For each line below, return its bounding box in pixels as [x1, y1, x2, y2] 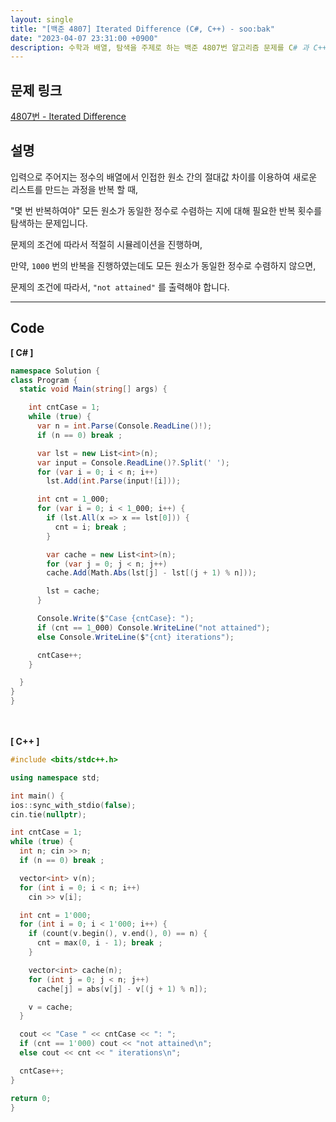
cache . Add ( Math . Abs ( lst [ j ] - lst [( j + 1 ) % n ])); [46, 568, 258, 578]
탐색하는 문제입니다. [10, 217, 88, 229]
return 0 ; [10, 1093, 52, 1103]
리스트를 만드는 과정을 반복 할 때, [10, 183, 139, 195]
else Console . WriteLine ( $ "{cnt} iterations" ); [36, 632, 235, 642]
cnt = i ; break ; [54, 522, 128, 532]
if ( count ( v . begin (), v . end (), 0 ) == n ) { [28, 929, 208, 939]
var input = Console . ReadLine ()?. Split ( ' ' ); [36, 457, 230, 468]
